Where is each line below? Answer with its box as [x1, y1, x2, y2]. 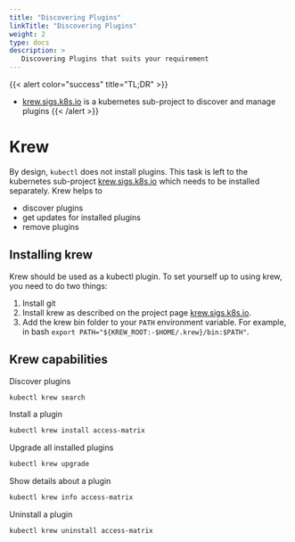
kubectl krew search [9, 393, 86, 402]
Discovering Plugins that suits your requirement [20, 54, 209, 63]
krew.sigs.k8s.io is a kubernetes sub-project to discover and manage [21, 96, 276, 107]
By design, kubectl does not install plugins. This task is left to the [9, 166, 248, 177]
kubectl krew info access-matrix [9, 493, 134, 502]
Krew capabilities [9, 352, 109, 367]
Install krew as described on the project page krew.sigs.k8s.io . [21, 307, 252, 317]
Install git [21, 298, 56, 308]
